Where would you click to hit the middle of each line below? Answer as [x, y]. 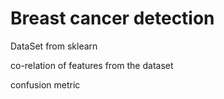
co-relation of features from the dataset [92, 65]
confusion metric [45, 84]
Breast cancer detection [112, 18]
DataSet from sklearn [54, 46]
